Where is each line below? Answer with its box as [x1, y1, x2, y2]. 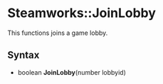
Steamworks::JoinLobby [7, 5, 157, 21]
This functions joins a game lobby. [7, 28, 108, 37]
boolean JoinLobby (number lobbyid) [17, 68, 126, 76]
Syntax [7, 49, 40, 61]
